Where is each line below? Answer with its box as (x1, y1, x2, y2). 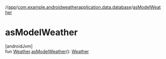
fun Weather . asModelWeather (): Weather (5, 48, 89, 54)
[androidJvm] (5, 43, 33, 49)
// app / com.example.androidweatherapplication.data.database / (5, 4, 133, 10)
